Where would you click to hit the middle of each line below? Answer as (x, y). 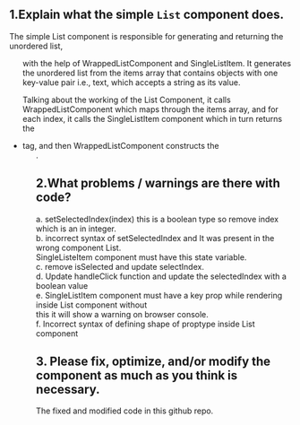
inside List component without (91, 305)
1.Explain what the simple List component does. (147, 15)
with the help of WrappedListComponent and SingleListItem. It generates (157, 63)
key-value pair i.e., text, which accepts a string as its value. (131, 82)
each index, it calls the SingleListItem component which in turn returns (152, 118)
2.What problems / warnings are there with (158, 183)
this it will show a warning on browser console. (122, 314)
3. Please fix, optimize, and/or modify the (153, 362)
